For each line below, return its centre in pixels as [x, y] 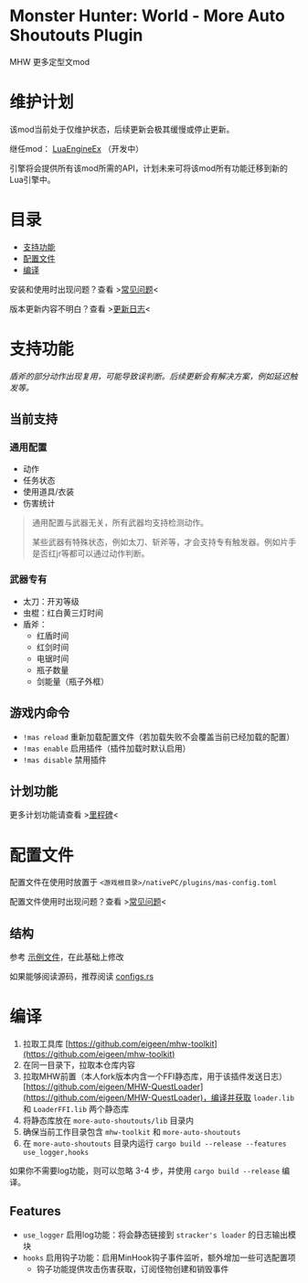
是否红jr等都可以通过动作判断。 [90, 553]
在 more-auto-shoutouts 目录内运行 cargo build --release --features [154, 1143]
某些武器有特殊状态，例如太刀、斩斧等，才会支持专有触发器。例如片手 [164, 542]
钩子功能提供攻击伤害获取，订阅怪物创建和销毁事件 [133, 1268]
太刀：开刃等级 [51, 601]
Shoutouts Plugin [76, 35]
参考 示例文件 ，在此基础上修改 [67, 957]
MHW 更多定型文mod [50, 61]
